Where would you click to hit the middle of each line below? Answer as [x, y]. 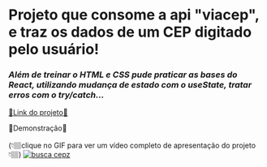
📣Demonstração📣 [38, 128]
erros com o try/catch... [56, 95]
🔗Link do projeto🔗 [38, 113]
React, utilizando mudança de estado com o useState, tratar [130, 85]
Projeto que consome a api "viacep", [134, 15]
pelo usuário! [54, 49]
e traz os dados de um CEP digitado [130, 32]
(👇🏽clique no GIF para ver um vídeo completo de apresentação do [119, 146]
